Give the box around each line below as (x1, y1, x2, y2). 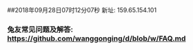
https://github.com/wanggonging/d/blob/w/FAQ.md (7, 34, 186, 43)
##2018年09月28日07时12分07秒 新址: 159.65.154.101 (7, 6, 157, 14)
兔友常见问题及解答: (7, 25, 74, 34)
